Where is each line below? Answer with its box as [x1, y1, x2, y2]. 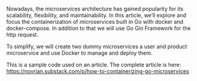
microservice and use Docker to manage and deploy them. [6, 49, 153, 57]
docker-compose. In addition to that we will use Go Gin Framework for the [6, 24, 191, 32]
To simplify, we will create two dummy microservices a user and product [6, 43, 187, 50]
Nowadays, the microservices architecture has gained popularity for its [6, 5, 184, 12]
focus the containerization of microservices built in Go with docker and [6, 18, 184, 25]
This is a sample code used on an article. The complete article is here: [6, 61, 181, 68]
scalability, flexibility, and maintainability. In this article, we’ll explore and [6, 12, 187, 19]
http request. [6, 31, 39, 38]
